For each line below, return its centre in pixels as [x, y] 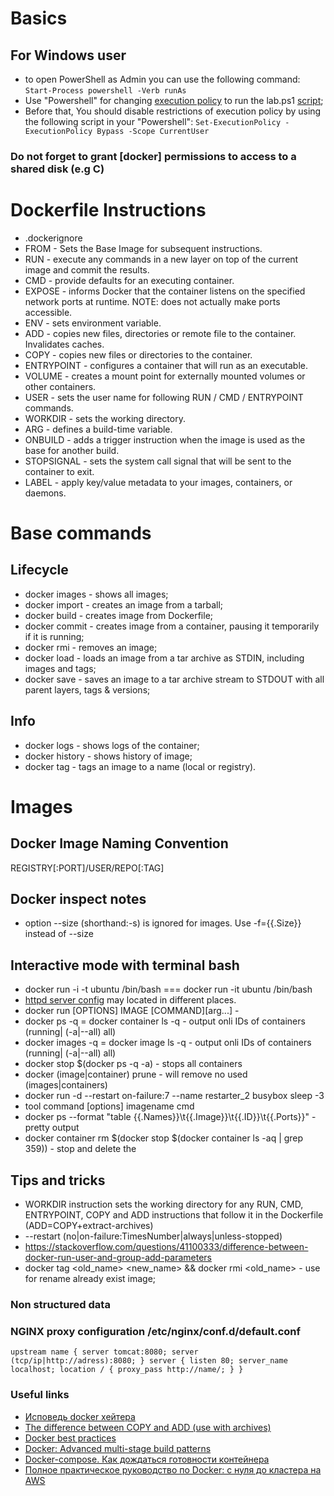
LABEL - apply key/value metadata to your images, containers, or [158, 482]
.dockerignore [53, 238]
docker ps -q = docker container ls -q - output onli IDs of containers [165, 1021]
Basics [39, 18]
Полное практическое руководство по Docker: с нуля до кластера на [173, 1469]
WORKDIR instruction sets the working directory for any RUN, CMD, [164, 1204]
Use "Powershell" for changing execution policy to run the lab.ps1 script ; [174, 100]
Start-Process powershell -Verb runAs [105, 91]
